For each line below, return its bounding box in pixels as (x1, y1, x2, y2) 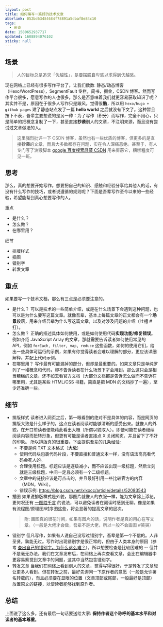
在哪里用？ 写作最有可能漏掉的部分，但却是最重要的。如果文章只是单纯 (12, 361, 154, 367)
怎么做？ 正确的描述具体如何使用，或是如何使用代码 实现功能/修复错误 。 (12, 331, 156, 336)
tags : (5, 20, 16, 26)
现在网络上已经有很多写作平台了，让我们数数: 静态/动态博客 (5, 82, 124, 88)
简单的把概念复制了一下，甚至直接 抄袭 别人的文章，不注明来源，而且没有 (9, 119, 154, 124)
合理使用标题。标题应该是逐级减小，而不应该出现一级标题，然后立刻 (19, 463, 156, 469)
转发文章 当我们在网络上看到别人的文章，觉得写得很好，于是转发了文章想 (12, 563, 158, 569)
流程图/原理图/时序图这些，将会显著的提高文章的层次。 (16, 506, 126, 511)
